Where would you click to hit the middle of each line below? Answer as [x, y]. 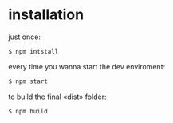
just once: [25, 37]
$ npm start [28, 81]
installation [46, 15]
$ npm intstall [33, 51]
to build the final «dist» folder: [57, 97]
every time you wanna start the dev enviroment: [87, 66]
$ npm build [28, 111]
